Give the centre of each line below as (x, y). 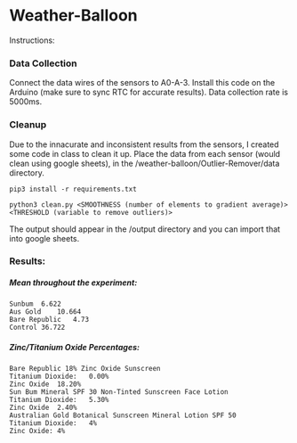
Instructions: (32, 40)
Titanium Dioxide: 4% (53, 423)
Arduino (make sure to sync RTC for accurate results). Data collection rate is (149, 92)
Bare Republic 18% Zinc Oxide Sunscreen (85, 369)
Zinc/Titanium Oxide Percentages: (75, 348)
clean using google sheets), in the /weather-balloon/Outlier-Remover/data (144, 163)
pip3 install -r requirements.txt (73, 189)
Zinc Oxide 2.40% (43, 408)
